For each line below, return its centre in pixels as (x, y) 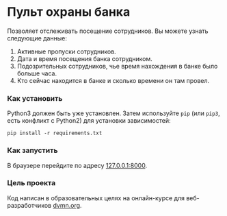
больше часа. (37, 73)
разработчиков (29, 205)
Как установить (35, 98)
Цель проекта (31, 183)
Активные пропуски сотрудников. (66, 51)
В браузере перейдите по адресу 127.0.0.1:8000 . (77, 165)
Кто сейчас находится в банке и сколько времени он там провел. (113, 80)
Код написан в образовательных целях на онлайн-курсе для (96, 198)
